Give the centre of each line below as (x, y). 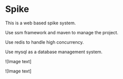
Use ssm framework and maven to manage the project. (62, 32)
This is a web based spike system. (40, 23)
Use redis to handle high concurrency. (44, 42)
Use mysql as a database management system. (54, 52)
